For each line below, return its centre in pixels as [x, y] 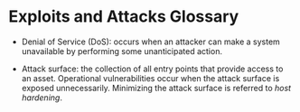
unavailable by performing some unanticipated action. [122, 51]
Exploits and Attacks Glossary [124, 17]
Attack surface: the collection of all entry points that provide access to [152, 69]
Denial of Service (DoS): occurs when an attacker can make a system [151, 42]
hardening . [42, 98]
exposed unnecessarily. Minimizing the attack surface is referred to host [156, 88]
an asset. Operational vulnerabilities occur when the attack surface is [150, 78]
